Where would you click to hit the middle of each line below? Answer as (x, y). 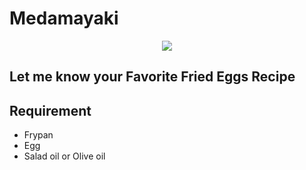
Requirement (50, 110)
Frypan (38, 135)
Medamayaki (64, 18)
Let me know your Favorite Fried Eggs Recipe (152, 77)
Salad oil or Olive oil (64, 156)
